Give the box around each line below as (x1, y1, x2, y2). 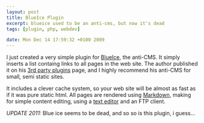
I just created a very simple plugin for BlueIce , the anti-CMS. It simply (6, 54, 180, 61)
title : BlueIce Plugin (6, 15, 64, 21)
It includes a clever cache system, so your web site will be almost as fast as (6, 85, 196, 92)
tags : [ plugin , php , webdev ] (6, 26, 80, 32)
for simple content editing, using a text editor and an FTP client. (6, 98, 166, 105)
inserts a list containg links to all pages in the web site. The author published (6, 60, 198, 68)
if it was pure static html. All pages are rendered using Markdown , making (6, 91, 191, 99)
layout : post (6, 9, 40, 15)
